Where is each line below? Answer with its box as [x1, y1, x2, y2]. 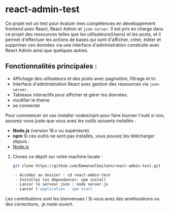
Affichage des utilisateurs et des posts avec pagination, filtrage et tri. [12, 75, 157, 82]
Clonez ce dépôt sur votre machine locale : [12, 153, 103, 159]
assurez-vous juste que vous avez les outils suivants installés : [5, 118, 136, 124]
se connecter [12, 102, 41, 109]
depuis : [12, 138, 30, 144]
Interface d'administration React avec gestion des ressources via [12, 81, 149, 87]
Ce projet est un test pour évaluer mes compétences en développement [5, 20, 156, 26]
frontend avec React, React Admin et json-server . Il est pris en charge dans [5, 25, 164, 31]
